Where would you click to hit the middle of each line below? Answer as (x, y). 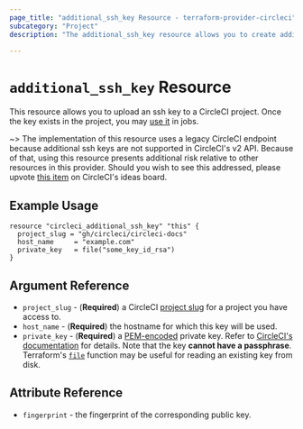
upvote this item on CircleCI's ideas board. (88, 178)
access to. (41, 316)
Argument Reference (69, 285)
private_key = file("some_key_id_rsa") (96, 250)
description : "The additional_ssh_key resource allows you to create (143, 34)
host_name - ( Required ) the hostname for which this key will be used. (150, 326)
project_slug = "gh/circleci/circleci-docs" (102, 234)
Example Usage (54, 205)
